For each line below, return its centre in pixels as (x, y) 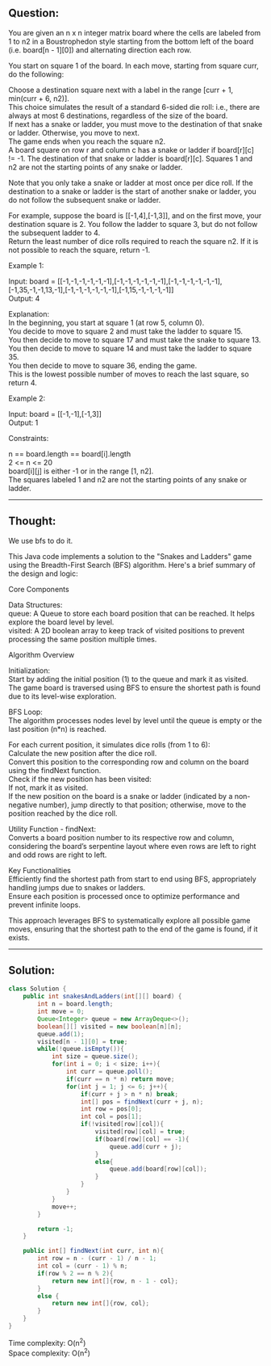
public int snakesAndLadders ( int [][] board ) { (102, 997)
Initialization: (29, 670)
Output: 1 (23, 422)
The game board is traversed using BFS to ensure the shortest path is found (134, 687)
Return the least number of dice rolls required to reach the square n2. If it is (133, 241)
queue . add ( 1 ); (61, 1034)
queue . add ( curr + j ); (146, 1146)
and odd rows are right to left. (58, 855)
